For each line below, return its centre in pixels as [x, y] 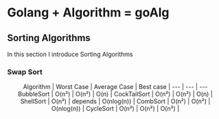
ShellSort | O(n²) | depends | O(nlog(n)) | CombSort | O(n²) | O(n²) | [115, 101]
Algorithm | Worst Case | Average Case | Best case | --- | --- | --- [115, 87]
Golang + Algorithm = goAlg [88, 13]
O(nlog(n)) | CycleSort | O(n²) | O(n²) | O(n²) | [115, 109]
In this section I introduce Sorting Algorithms [70, 54]
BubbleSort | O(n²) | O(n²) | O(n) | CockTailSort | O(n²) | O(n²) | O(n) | [115, 94]
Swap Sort [25, 72]
